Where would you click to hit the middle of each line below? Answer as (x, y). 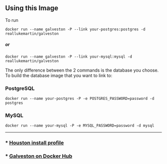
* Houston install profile (35, 143)
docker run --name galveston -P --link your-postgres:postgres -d (75, 29)
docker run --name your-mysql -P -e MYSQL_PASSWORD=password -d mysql (80, 126)
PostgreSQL (20, 88)
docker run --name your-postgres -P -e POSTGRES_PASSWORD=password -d (80, 99)
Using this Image (32, 8)
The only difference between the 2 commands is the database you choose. (82, 70)
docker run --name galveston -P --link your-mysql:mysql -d (69, 57)
